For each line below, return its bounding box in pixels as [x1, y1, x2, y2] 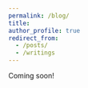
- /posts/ [15, 42, 48, 50]
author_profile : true [8, 26, 81, 34]
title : [8, 19, 30, 27]
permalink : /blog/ [8, 11, 70, 20]
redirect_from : [8, 34, 59, 42]
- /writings [15, 49, 56, 57]
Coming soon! [8, 71, 54, 80]
